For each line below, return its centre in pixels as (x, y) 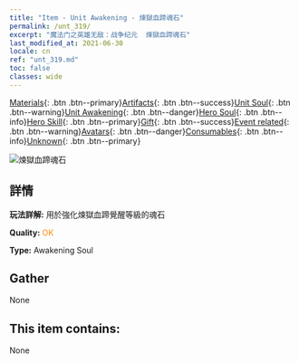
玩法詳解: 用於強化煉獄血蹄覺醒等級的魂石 (87, 215)
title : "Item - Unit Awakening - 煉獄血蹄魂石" (96, 18)
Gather (29, 278)
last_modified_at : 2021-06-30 (67, 43)
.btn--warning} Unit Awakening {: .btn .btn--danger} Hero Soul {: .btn (134, 112)
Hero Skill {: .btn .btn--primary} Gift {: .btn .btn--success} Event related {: (158, 121)
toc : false (30, 69)
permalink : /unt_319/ (50, 26)
